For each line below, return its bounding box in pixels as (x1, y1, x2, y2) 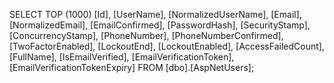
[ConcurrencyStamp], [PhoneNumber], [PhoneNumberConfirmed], (9, 30, 284, 41)
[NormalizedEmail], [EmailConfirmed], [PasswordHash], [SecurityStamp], (9, 19, 311, 31)
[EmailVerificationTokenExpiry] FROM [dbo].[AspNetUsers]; (9, 62, 255, 73)
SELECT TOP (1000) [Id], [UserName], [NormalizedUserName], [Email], (9, 9, 302, 20)
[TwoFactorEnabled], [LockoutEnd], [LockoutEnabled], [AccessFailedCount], (9, 40, 325, 52)
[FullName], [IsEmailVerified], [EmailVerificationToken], (9, 51, 235, 63)
